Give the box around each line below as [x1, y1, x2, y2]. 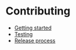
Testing [14, 30, 34, 37]
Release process [14, 37, 56, 44]
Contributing [5, 4, 71, 18]
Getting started [14, 24, 52, 31]
